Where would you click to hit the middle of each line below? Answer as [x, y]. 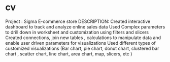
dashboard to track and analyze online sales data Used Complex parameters [85, 26]
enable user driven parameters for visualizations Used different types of [80, 43]
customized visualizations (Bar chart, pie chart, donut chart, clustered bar [82, 48]
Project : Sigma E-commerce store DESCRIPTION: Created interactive [78, 21]
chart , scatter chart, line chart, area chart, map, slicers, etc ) [69, 54]
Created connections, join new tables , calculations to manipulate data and [83, 38]
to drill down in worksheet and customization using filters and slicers [77, 32]
